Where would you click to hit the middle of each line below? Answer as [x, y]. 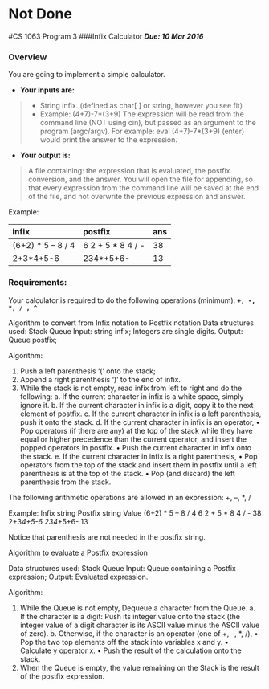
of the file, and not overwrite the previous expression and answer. [137, 197]
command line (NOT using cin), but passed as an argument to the [148, 123]
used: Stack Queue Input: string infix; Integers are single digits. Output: [126, 331]
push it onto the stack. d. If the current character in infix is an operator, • [140, 422]
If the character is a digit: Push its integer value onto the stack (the [130, 616]
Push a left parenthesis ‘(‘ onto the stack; [88, 371]
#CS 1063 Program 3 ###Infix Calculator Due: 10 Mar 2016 [106, 36]
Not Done [40, 14]
